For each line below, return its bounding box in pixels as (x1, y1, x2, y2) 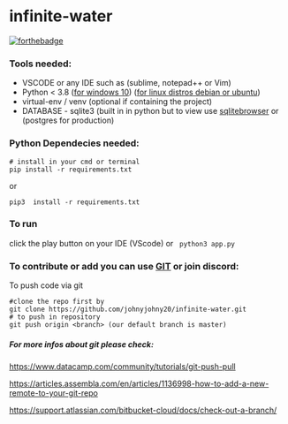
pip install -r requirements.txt (9, 165, 133, 174)
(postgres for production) (21, 115, 115, 125)
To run (9, 218, 38, 231)
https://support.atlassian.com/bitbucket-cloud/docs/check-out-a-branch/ (9, 405, 277, 416)
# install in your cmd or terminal (9, 157, 140, 166)
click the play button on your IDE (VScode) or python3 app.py (9, 238, 236, 248)
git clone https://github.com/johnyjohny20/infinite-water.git (9, 305, 247, 314)
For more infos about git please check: (9, 338, 155, 350)
